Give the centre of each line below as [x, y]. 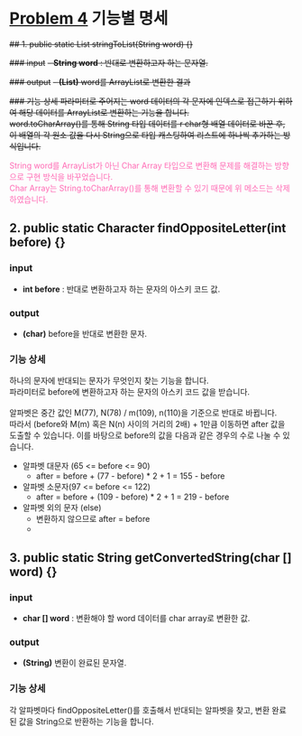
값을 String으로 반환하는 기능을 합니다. [87, 721]
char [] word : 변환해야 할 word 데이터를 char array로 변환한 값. [136, 618]
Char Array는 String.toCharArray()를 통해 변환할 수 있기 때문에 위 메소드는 [142, 188]
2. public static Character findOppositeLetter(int [148, 228]
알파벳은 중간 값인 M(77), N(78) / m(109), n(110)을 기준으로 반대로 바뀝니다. [143, 413]
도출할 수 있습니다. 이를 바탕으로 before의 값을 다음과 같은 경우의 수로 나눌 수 [145, 435]
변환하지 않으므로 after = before [93, 519]
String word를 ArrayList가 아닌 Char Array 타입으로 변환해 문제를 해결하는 [141, 165]
